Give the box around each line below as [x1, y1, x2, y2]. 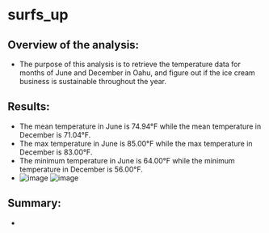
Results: [7, 100, 50, 114]
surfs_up [7, 6, 69, 24]
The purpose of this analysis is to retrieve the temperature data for [19, 59, 242, 69]
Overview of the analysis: [7, 38, 139, 52]
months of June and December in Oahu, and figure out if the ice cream [19, 68, 255, 78]
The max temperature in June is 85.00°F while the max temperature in [19, 138, 253, 148]
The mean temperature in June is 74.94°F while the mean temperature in [19, 121, 262, 131]
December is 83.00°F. [19, 147, 93, 157]
